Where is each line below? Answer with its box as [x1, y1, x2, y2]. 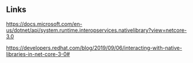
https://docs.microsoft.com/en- [6, 20, 82, 27]
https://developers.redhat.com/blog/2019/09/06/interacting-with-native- [6, 44, 182, 51]
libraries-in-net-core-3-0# [6, 50, 71, 58]
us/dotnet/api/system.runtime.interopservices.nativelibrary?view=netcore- [6, 26, 187, 34]
